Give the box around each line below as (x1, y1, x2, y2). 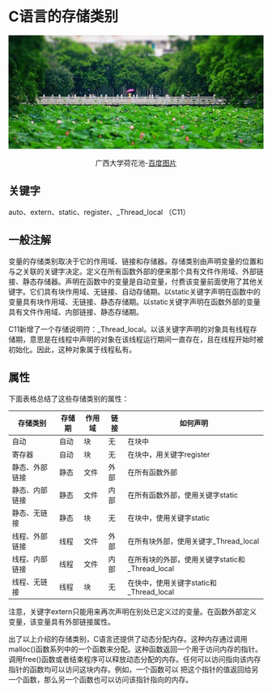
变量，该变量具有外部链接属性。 (8, 617, 115, 626)
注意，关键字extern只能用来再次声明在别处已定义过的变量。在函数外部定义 (8, 606, 257, 617)
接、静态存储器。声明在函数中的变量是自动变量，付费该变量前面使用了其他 (8, 277, 257, 286)
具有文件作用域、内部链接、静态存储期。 (8, 307, 143, 316)
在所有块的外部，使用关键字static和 (127, 555, 245, 565)
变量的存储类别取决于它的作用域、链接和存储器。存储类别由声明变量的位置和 (8, 256, 264, 266)
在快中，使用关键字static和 (127, 578, 217, 587)
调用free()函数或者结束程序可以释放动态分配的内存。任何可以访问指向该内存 (8, 654, 261, 664)
